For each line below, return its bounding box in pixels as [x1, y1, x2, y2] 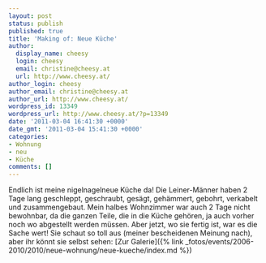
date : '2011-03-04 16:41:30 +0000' [8, 118, 129, 126]
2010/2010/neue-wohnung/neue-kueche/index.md [8, 245, 178, 256]
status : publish [8, 19, 63, 28]
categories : [8, 132, 49, 140]
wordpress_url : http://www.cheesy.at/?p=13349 [8, 110, 169, 119]
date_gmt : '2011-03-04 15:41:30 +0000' [8, 125, 144, 133]
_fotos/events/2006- [185, 237, 254, 247]
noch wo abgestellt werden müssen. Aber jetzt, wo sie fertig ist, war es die [8, 220, 258, 230]
